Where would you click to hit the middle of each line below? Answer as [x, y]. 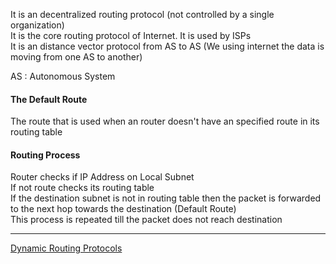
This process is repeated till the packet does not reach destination [146, 220]
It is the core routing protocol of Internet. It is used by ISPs [131, 35]
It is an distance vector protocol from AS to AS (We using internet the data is [167, 46]
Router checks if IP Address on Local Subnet [102, 177]
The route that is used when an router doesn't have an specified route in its [165, 121]
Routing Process [45, 155]
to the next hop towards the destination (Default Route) [123, 209]
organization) [37, 25]
